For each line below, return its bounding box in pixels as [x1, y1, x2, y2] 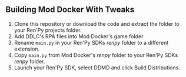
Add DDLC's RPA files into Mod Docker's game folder [14, 32, 144, 40]
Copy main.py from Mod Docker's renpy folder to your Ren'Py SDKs [14, 51, 178, 58]
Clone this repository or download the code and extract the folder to [14, 20, 180, 27]
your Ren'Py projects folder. [14, 26, 82, 34]
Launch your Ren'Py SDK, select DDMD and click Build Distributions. [14, 64, 180, 71]
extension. [14, 45, 39, 52]
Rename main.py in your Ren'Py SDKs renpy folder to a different [14, 39, 169, 46]
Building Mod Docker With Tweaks [5, 5, 135, 15]
